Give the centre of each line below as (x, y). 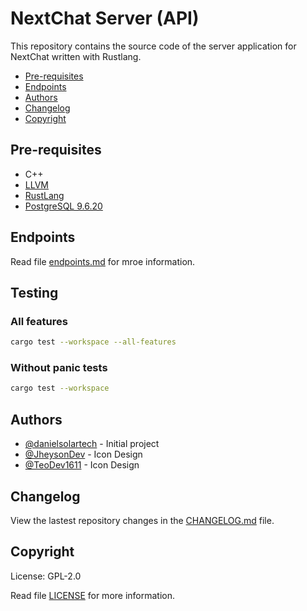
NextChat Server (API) (105, 18)
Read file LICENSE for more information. (93, 595)
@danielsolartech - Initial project (92, 444)
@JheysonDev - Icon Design (83, 454)
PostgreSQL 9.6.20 (63, 206)
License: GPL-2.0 (46, 576)
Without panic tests (59, 368)
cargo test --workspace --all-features (93, 342)
